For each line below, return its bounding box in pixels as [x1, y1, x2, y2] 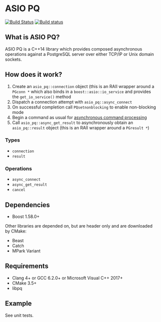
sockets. [5, 56, 22, 62]
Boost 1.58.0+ [12, 214, 40, 219]
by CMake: [5, 228, 27, 234]
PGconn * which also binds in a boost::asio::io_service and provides [12, 89, 151, 94]
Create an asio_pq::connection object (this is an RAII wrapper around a [12, 83, 154, 89]
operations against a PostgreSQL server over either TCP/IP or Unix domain [5, 51, 154, 57]
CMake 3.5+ [12, 280, 37, 286]
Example [5, 300, 32, 308]
